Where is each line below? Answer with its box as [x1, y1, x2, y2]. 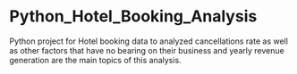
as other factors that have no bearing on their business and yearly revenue [9, 45, 284, 55]
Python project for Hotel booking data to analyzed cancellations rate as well [9, 36, 289, 46]
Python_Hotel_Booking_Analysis [9, 6, 258, 27]
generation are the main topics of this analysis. [9, 54, 182, 65]
